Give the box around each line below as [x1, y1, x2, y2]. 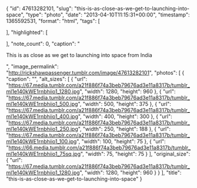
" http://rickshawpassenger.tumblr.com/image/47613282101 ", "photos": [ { [6, 69, 185, 76]
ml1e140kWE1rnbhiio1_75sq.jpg [6, 150, 81, 157]
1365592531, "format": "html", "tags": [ [6, 18, 100, 24]
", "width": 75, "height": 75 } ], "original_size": [80, 150, 191, 157]
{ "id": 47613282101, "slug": [6, 5, 74, 12]
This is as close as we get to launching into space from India [6, 52, 153, 58]
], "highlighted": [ [6, 29, 48, 36]
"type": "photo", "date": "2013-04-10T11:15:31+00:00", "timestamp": [25, 11, 190, 18]
